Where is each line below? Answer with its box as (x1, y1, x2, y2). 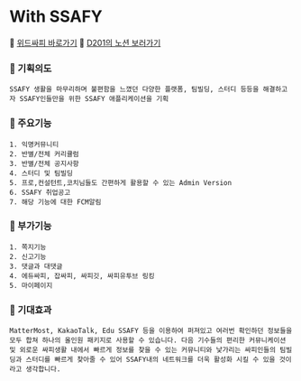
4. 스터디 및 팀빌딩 (9, 169, 74, 178)
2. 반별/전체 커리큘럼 (9, 149, 79, 159)
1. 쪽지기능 (9, 242, 47, 252)
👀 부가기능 (9, 219, 52, 232)
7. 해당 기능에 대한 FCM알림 (9, 197, 102, 207)
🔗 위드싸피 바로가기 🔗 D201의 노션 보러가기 (9, 37, 161, 48)
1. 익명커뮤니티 (9, 140, 59, 149)
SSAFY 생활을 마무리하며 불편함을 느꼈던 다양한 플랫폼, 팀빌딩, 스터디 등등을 (9, 85, 260, 94)
